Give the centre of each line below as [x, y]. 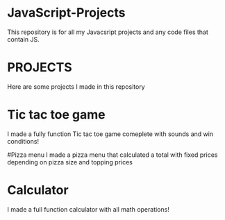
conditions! [23, 141]
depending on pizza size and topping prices [70, 162]
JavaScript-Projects [66, 13]
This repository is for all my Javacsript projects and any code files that [108, 32]
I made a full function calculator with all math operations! [89, 209]
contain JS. [23, 39]
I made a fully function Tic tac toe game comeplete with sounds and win [110, 134]
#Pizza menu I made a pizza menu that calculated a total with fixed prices [112, 155]
